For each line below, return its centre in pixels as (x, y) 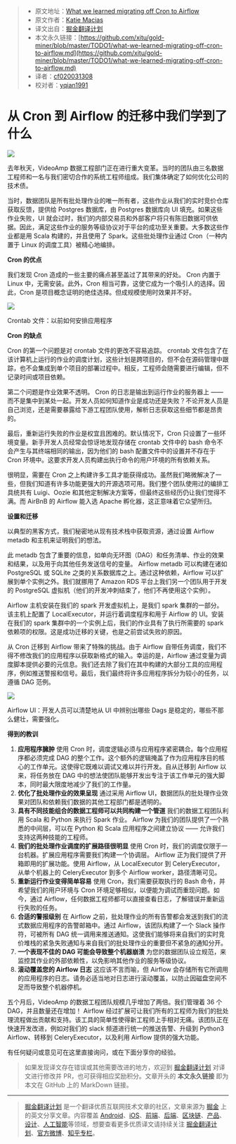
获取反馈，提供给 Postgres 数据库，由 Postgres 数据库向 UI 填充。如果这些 (115, 209)
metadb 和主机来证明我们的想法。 (56, 540)
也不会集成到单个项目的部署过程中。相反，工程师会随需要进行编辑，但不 (124, 368)
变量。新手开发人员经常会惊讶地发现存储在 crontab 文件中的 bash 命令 (115, 442)
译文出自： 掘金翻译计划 (69, 29)
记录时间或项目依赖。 (38, 377)
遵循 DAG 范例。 (31, 682)
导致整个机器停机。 (58, 987)
